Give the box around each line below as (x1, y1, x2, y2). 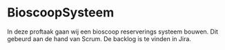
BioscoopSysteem (7, 5, 115, 21)
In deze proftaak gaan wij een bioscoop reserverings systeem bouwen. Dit (7, 27, 219, 36)
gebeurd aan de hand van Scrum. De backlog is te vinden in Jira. (7, 34, 192, 42)
